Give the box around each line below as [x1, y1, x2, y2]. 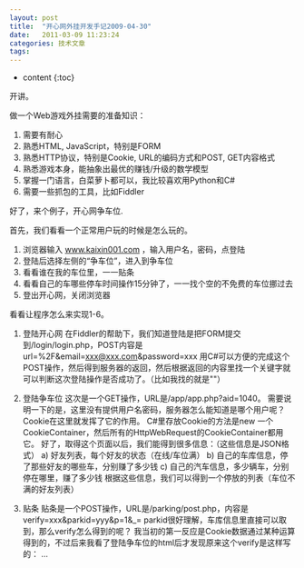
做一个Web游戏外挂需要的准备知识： [9, 110, 146, 121]
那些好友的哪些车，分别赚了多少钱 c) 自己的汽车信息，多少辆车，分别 [30, 461, 289, 473]
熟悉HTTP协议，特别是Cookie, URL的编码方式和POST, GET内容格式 [22, 152, 275, 164]
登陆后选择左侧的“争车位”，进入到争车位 [22, 255, 174, 266]
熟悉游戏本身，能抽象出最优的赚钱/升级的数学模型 [22, 164, 209, 174]
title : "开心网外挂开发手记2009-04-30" [9, 22, 152, 31]
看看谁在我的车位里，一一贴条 [22, 267, 134, 278]
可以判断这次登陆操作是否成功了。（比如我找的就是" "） [22, 374, 225, 384]
